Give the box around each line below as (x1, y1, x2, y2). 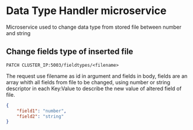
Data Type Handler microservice (6, 4, 167, 18)
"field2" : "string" (16, 113, 64, 119)
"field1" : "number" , (16, 108, 67, 114)
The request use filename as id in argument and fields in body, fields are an (6, 72, 188, 80)
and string (6, 29, 31, 36)
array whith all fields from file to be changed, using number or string (6, 78, 171, 85)
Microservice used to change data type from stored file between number (6, 23, 182, 30)
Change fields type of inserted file (6, 47, 133, 57)
